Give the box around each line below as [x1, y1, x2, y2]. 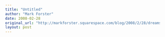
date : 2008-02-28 [5, 16, 41, 21]
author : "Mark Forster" [5, 12, 54, 16]
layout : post [5, 25, 32, 30]
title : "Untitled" [5, 7, 43, 12]
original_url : [5, 20, 34, 25]
